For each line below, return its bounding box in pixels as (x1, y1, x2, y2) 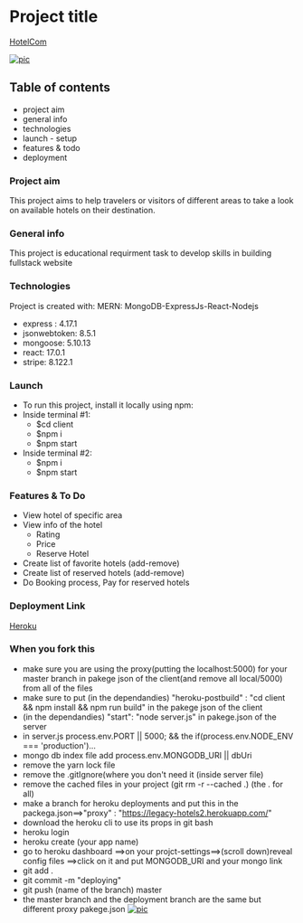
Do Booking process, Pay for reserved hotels (22, 577, 190, 589)
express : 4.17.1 (22, 318, 78, 329)
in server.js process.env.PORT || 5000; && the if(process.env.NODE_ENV (22, 730, 294, 741)
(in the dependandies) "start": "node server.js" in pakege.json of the (22, 711, 278, 722)
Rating (35, 529, 61, 540)
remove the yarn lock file (22, 759, 116, 770)
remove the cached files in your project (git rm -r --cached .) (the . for (22, 778, 283, 789)
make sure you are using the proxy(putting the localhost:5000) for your (22, 663, 288, 674)
